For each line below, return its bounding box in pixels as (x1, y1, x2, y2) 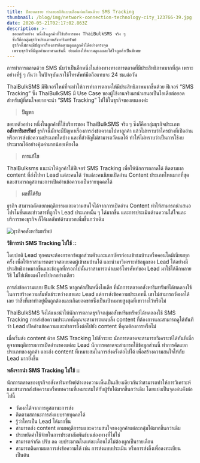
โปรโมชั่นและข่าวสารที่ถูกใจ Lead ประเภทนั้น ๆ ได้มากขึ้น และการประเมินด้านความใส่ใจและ (7, 208, 186, 216)
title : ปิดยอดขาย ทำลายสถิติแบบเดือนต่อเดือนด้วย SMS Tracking (7, 8, 135, 15)
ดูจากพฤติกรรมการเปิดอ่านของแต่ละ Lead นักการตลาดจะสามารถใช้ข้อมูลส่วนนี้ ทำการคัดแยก (7, 341, 188, 348)
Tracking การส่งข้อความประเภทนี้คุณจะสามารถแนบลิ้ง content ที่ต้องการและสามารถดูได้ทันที (7, 316, 194, 323)
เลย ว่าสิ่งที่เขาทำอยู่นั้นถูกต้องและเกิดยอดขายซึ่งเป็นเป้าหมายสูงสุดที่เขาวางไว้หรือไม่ (7, 297, 166, 304)
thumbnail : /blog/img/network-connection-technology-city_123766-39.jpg (7, 14, 192, 20)
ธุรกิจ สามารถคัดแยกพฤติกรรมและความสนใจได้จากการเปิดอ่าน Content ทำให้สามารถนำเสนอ (7, 202, 191, 209)
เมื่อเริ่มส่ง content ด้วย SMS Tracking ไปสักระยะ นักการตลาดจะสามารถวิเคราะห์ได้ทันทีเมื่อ (7, 334, 194, 341)
